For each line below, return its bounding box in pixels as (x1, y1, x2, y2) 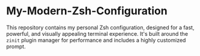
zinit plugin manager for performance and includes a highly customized (6, 36, 186, 43)
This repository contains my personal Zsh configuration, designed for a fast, (6, 24, 195, 31)
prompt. (6, 43, 26, 50)
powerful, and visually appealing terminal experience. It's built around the (6, 30, 188, 37)
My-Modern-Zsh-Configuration (6, 4, 168, 18)
